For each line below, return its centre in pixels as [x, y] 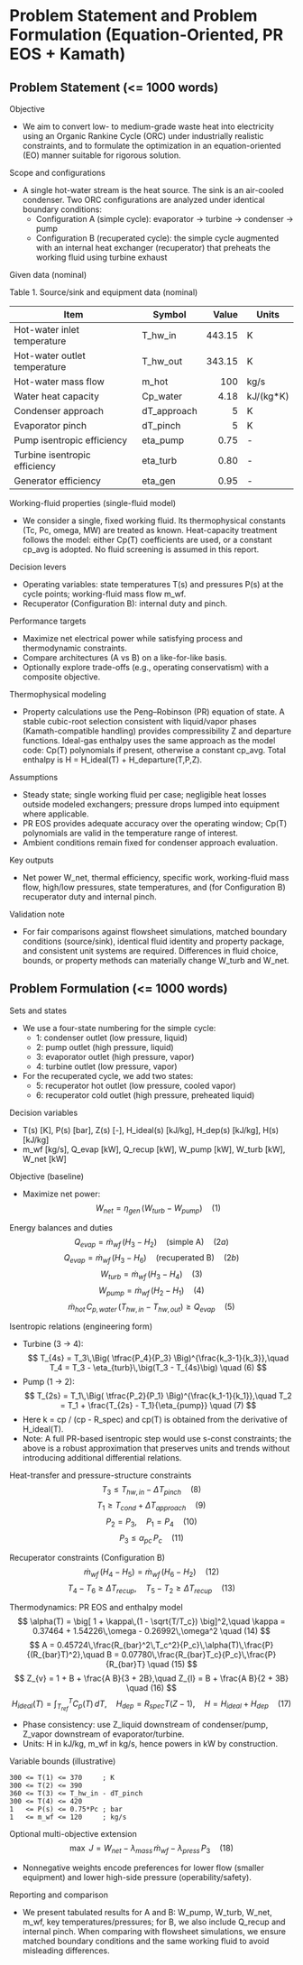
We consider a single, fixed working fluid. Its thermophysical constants [154, 521]
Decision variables [44, 1112]
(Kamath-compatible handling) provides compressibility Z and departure [156, 731]
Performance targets [48, 621]
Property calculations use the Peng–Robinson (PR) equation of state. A [154, 712]
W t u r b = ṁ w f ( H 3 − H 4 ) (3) [151, 1275]
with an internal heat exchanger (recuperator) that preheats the [153, 248]
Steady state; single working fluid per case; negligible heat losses [144, 794]
